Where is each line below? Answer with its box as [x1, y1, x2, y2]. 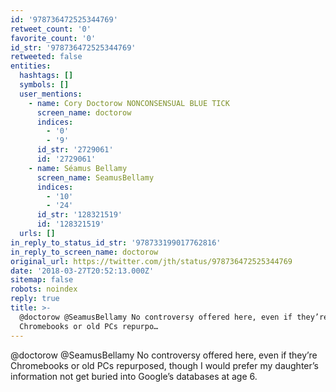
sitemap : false [10, 275, 74, 285]
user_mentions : [19, 89, 83, 99]
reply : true [10, 294, 60, 304]
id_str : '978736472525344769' [10, 42, 137, 53]
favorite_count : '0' [10, 33, 97, 43]
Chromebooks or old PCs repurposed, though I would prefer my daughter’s [10, 359, 319, 371]
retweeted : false [10, 52, 83, 62]
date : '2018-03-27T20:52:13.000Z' [10, 266, 155, 276]
